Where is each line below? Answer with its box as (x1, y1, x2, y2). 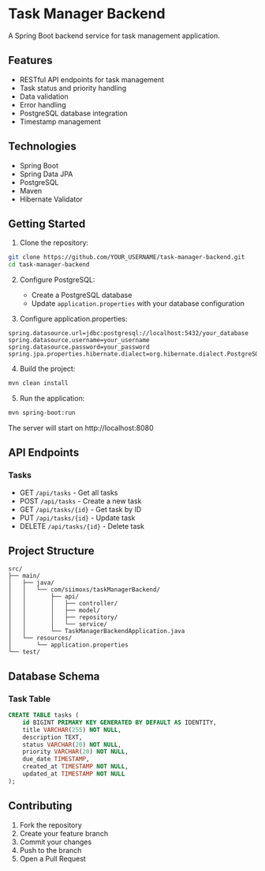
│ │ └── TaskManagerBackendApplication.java (8, 628, 185, 635)
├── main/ (8, 572, 41, 580)
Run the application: (19, 394, 85, 403)
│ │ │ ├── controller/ (8, 600, 118, 608)
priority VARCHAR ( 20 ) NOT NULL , (22, 748, 129, 756)
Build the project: (19, 364, 76, 374)
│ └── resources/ (8, 634, 73, 643)
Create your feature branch (19, 828, 109, 838)
